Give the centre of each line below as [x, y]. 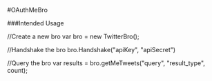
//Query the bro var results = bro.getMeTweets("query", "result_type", [106, 63]
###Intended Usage [36, 23]
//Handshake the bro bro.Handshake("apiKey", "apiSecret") [91, 50]
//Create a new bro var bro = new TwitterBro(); [73, 36]
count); [17, 70]
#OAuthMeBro [28, 10]
